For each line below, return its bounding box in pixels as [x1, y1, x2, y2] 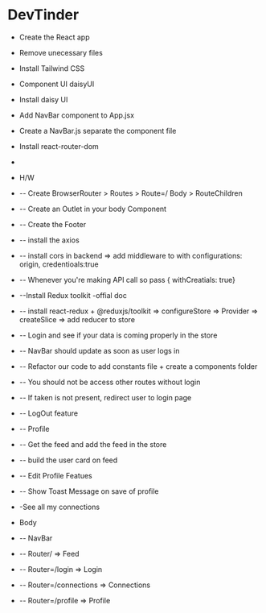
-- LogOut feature [18, 408, 79, 418]
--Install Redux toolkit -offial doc [18, 290, 128, 300]
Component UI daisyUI [18, 79, 95, 89]
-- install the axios [18, 235, 80, 245]
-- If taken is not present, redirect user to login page [18, 392, 192, 402]
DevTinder [7, 6, 80, 24]
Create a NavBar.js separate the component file [18, 126, 177, 135]
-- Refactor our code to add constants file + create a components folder [18, 361, 258, 371]
